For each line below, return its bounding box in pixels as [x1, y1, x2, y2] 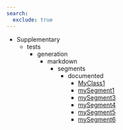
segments [57, 64, 86, 73]
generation [36, 49, 68, 58]
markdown [47, 57, 78, 65]
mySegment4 [78, 101, 116, 109]
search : [6, 10, 29, 17]
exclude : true [12, 16, 53, 23]
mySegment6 [78, 115, 116, 123]
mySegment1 [78, 86, 115, 94]
